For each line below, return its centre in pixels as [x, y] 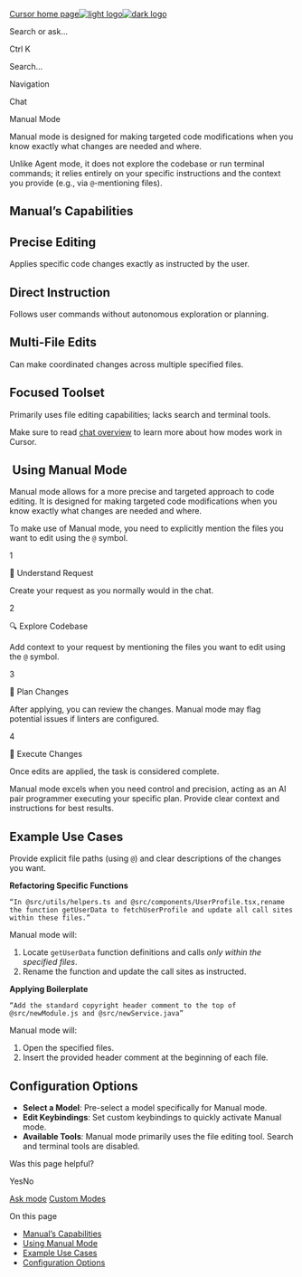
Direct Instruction [60, 293]
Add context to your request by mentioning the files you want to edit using [148, 648]
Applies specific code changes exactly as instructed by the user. [130, 264]
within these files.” [50, 918]
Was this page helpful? [52, 1164]
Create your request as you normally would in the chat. [112, 591]
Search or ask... [39, 31]
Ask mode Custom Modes [58, 1199]
